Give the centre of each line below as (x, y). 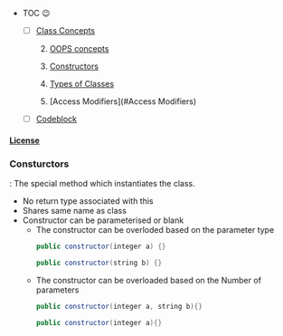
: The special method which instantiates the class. (103, 184)
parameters (57, 290)
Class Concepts (66, 30)
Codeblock (56, 119)
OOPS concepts (79, 49)
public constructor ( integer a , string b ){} (119, 306)
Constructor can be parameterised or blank (103, 220)
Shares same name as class (74, 211)
